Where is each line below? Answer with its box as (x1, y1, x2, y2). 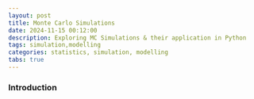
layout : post (8, 11, 52, 20)
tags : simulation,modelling (8, 41, 102, 49)
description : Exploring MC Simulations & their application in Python (8, 33, 247, 42)
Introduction (8, 82, 57, 93)
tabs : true (8, 56, 44, 64)
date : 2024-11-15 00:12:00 (8, 26, 98, 34)
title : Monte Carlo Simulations (8, 19, 115, 27)
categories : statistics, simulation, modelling (8, 48, 169, 56)
